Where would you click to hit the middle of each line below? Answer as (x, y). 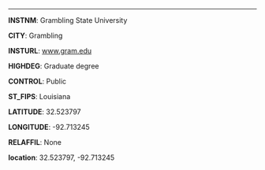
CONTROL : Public (37, 81)
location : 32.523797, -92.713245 (62, 157)
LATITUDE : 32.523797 (45, 112)
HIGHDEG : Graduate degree (54, 66)
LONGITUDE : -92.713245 (49, 127)
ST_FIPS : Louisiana (39, 96)
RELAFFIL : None (35, 142)
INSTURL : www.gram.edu (50, 51)
